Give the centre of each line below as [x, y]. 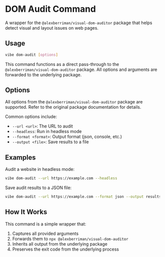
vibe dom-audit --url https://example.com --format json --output [74, 197]
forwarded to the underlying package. [43, 74]
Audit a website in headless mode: [40, 169]
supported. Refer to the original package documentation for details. [73, 107]
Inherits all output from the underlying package [60, 244]
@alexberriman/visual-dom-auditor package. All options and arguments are [81, 69]
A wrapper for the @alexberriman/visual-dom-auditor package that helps [79, 23]
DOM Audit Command [51, 9]
